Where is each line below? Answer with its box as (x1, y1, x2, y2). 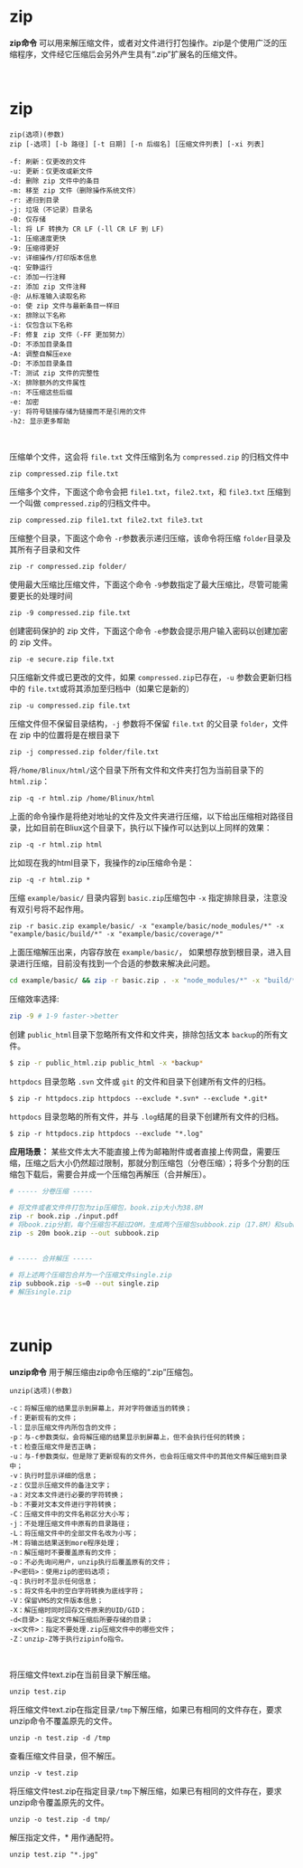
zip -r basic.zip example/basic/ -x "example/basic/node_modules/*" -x (9, 921, 284, 931)
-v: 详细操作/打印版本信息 (9, 253, 97, 262)
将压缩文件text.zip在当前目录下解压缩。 (9, 1669, 156, 1680)
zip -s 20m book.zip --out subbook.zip (9, 1228, 160, 1237)
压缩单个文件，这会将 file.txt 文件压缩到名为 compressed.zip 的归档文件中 (9, 450, 289, 462)
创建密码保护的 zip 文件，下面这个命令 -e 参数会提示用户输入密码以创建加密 (9, 625, 289, 636)
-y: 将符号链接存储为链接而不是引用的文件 (9, 407, 147, 416)
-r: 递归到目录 (9, 195, 60, 204)
